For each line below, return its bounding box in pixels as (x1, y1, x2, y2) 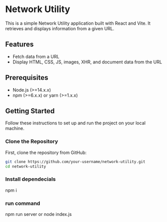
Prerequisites (5, 73, 48, 82)
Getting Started (5, 107, 55, 115)
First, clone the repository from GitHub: (5, 150, 87, 156)
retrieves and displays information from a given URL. (5, 25, 115, 31)
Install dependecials (5, 176, 56, 183)
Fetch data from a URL (12, 53, 60, 59)
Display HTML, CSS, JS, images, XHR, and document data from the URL (12, 59, 162, 65)
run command (5, 200, 40, 207)
